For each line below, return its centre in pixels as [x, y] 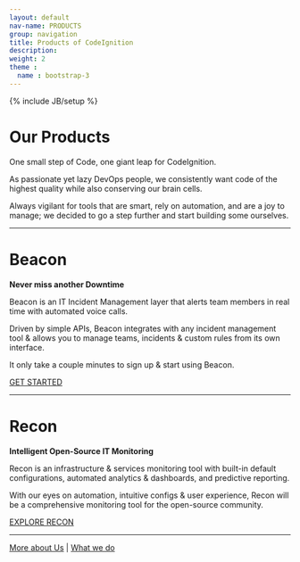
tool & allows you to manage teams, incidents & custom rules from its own [145, 338]
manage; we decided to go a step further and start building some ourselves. [149, 215]
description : [33, 51]
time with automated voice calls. [68, 311]
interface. [27, 347]
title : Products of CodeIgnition [71, 42]
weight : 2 [28, 59]
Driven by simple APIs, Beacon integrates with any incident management [143, 328]
